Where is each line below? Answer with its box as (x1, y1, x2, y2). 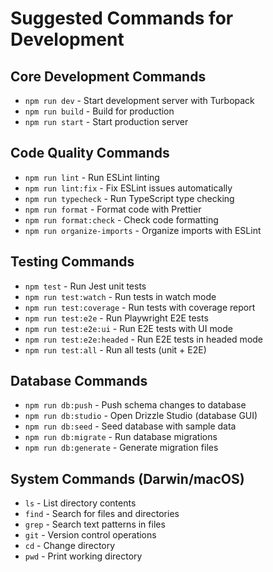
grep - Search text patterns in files (24, 518, 166, 531)
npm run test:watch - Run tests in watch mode (24, 290, 217, 302)
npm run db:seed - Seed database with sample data (24, 420, 237, 432)
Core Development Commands (10, 68, 207, 85)
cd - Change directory (24, 540, 116, 552)
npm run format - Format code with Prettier (24, 203, 202, 215)
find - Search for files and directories (24, 508, 180, 520)
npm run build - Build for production (24, 105, 175, 117)
